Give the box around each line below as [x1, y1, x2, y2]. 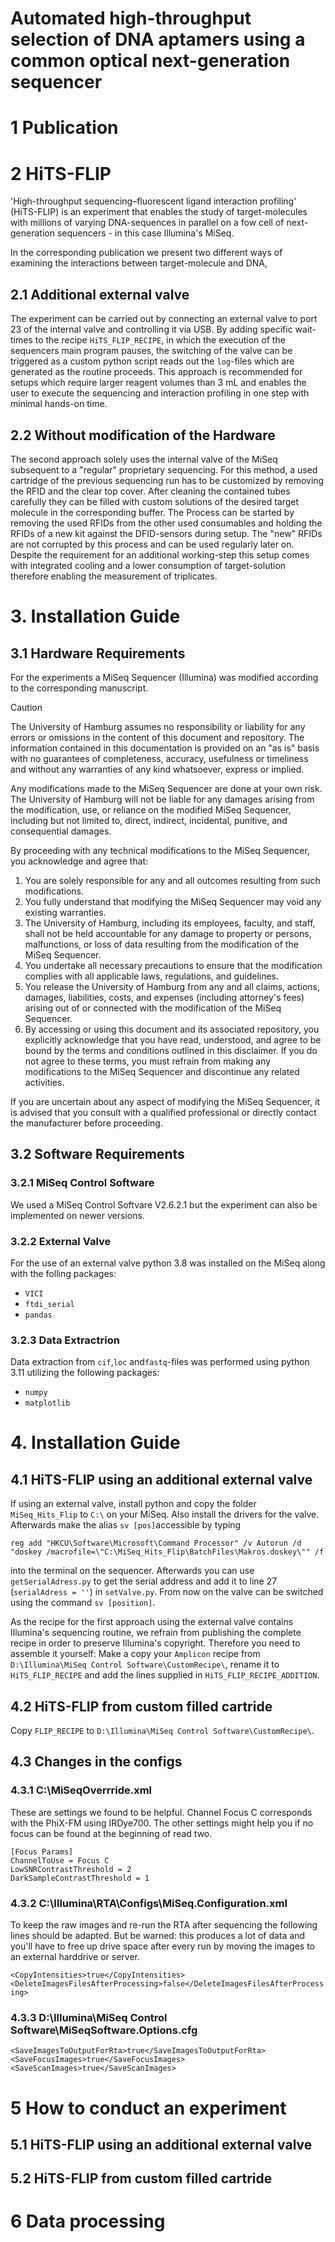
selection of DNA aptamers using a [10, 28, 306, 51]
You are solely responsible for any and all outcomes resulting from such [24, 874, 321, 886]
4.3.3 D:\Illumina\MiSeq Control [10, 2010, 168, 2024]
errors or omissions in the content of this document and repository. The [10, 731, 305, 743]
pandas [24, 1310, 53, 1320]
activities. [24, 1076, 65, 1088]
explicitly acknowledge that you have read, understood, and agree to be [24, 1033, 322, 1046]
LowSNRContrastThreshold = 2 [10, 1864, 132, 1874]
